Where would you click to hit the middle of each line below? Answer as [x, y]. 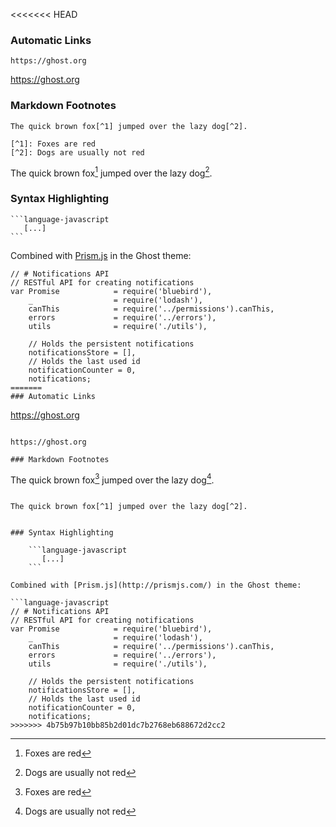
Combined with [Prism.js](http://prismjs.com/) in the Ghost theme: [156, 585]
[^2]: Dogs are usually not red [77, 152]
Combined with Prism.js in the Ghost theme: [101, 255]
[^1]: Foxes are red [53, 144]
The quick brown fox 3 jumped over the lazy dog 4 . [112, 479]
